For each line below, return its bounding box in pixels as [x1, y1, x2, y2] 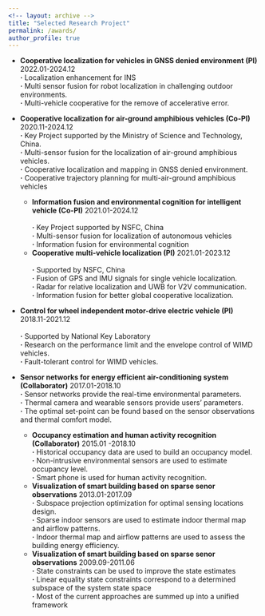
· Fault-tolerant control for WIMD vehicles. [19, 357, 159, 367]
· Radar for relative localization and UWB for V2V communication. [31, 282, 247, 292]
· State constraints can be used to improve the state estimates [31, 566, 236, 576]
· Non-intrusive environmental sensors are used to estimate [31, 456, 227, 466]
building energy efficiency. [31, 541, 120, 550]
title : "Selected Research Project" [8, 19, 130, 27]
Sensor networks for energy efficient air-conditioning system [19, 372, 229, 382]
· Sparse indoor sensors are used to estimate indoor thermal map [31, 515, 247, 525]
